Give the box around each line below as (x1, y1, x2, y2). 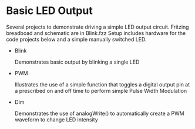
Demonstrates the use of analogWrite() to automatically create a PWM (14, 110, 184, 117)
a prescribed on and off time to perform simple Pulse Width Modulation (14, 87, 187, 94)
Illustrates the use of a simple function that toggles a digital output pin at (14, 81, 190, 88)
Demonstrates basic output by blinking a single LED (14, 58, 140, 65)
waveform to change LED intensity (14, 116, 98, 123)
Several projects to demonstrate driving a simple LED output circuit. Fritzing (6, 23, 189, 30)
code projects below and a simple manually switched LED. (6, 36, 147, 43)
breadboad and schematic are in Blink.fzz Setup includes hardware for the (6, 29, 186, 36)
